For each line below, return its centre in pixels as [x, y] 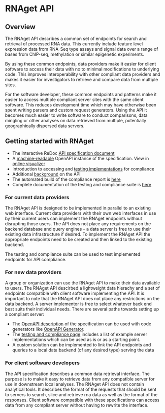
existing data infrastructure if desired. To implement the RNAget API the [78, 234]
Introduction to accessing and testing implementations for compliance [83, 169]
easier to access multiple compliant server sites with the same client [74, 100]
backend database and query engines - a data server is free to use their [78, 229]
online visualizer [29, 164]
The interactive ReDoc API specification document [63, 153]
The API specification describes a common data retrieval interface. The [78, 374]
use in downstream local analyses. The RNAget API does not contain [75, 384]
